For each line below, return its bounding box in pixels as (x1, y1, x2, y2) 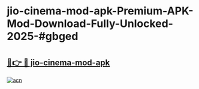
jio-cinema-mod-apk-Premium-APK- (7, 4, 194, 18)
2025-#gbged (7, 30, 79, 43)
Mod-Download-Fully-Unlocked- (7, 17, 173, 30)
